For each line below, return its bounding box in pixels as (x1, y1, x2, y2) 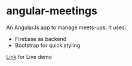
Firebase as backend (14, 35, 67, 42)
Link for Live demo (6, 53, 52, 60)
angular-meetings (6, 4, 97, 18)
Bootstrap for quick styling (14, 42, 81, 49)
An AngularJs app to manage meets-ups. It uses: (6, 24, 127, 31)
